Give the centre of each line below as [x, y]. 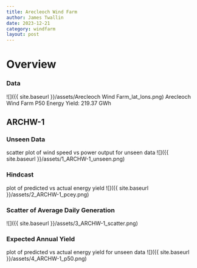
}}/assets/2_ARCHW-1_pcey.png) [48, 194]
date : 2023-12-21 [28, 23]
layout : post [23, 35]
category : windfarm [31, 29]
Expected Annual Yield [40, 239]
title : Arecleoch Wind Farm [42, 12]
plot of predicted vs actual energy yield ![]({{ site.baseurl [78, 188]
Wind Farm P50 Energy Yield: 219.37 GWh [59, 103]
